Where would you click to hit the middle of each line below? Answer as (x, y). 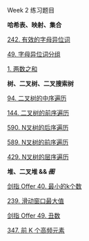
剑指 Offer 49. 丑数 (34, 215)
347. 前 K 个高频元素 (36, 230)
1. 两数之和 (22, 69)
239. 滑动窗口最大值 (36, 201)
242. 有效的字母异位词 (39, 39)
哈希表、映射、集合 (34, 25)
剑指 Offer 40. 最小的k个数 (44, 186)
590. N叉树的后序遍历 (38, 127)
